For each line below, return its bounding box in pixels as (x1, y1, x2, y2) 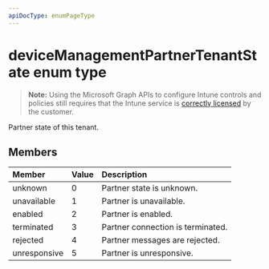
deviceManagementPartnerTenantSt (8, 46, 258, 64)
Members (8, 145, 58, 159)
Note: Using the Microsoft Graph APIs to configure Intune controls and (27, 90, 262, 99)
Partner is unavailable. (101, 195, 185, 207)
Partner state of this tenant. (8, 122, 99, 132)
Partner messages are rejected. (101, 235, 220, 246)
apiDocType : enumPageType (8, 11, 95, 20)
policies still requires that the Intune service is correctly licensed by (27, 98, 251, 108)
